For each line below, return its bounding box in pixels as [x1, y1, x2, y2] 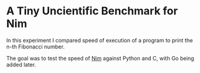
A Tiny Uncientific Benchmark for [6, 4, 178, 18]
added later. [6, 61, 36, 68]
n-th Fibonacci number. [6, 43, 65, 50]
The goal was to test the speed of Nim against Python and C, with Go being [6, 54, 195, 62]
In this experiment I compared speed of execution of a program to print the [6, 36, 193, 44]
